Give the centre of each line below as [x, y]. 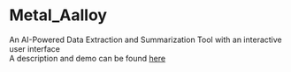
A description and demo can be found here [88, 58]
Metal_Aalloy [58, 15]
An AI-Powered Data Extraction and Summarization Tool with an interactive [145, 40]
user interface [34, 48]
